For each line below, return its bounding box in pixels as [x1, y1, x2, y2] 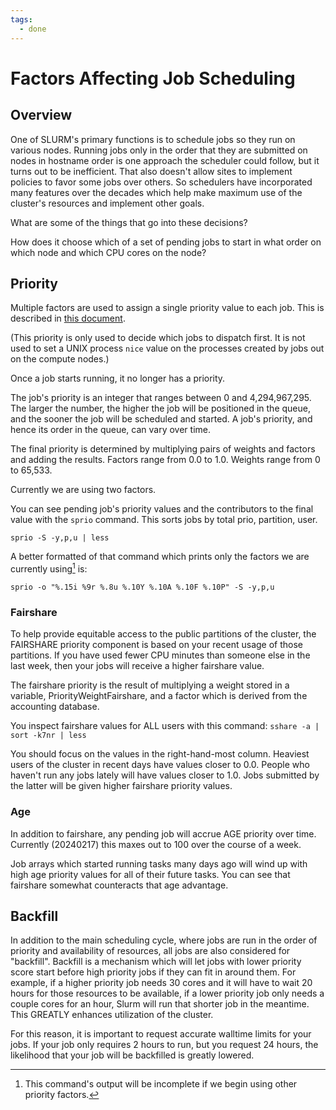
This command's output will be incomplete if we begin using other [24, 1078, 298, 1090]
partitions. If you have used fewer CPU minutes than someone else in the [10, 649, 311, 661]
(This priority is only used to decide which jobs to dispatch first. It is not [10, 332, 306, 344]
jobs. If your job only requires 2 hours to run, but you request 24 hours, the [10, 1039, 319, 1051]
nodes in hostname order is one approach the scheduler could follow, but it [10, 154, 320, 166]
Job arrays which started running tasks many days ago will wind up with [10, 857, 308, 870]
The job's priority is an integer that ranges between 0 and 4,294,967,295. [10, 392, 312, 404]
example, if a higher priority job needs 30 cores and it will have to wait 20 [10, 977, 313, 989]
